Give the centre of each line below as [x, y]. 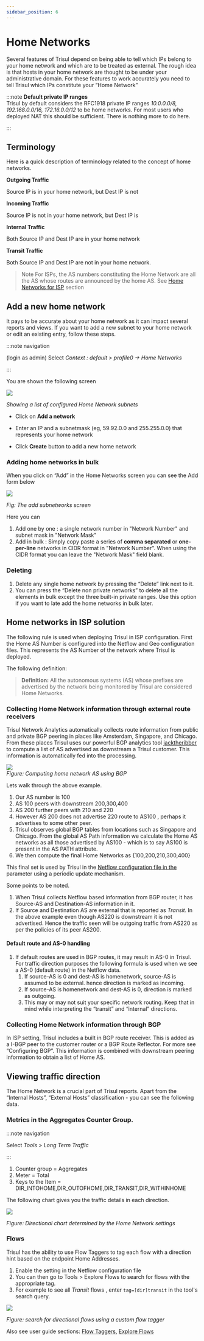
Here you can [23, 517]
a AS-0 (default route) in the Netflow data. [68, 970]
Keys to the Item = [38, 1181]
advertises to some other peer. [54, 823]
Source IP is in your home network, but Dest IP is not [72, 192]
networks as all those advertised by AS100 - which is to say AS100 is [101, 842]
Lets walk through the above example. [54, 785]
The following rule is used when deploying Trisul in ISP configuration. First [100, 637]
